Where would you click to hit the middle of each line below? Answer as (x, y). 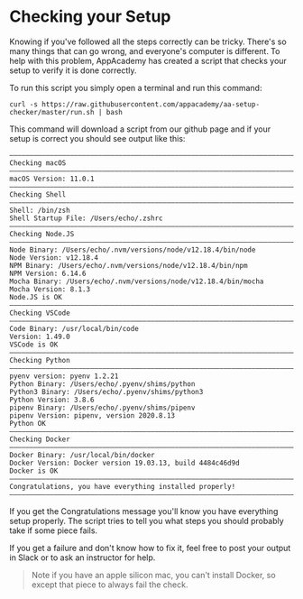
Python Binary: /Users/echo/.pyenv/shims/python (102, 384)
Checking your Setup (90, 17)
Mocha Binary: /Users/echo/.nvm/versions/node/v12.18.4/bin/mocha (137, 281)
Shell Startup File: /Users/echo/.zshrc (87, 218)
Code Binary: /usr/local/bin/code (74, 328)
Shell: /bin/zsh (40, 210)
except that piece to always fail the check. (110, 585)
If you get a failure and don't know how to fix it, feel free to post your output (150, 548)
